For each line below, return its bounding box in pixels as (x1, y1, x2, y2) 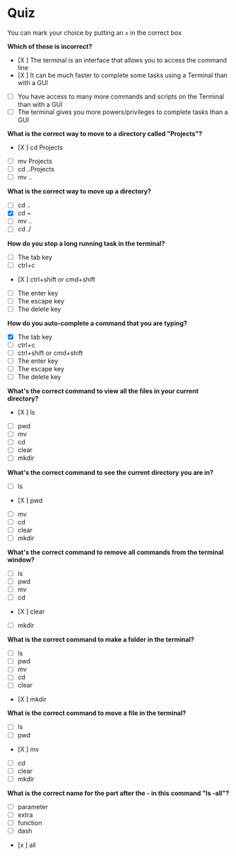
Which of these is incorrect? (7, 42, 93, 50)
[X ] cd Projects (17, 143, 64, 152)
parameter (17, 802, 48, 811)
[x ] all (17, 841, 37, 849)
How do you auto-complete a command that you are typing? (7, 319, 187, 327)
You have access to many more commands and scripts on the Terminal (17, 92, 225, 101)
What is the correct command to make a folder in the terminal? (7, 636, 194, 644)
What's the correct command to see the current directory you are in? (7, 468, 214, 476)
